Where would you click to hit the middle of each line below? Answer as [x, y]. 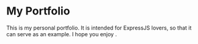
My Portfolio [38, 11]
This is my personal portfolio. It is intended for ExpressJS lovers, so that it [99, 28]
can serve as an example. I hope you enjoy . [62, 34]
